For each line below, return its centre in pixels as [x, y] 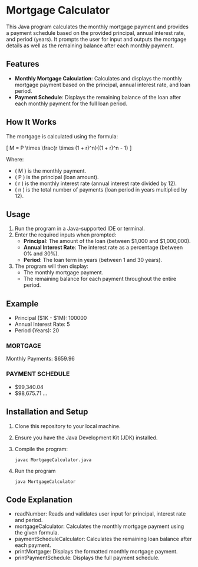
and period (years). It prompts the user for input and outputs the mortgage [96, 39]
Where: [15, 159]
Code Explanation [39, 499]
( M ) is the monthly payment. [50, 171]
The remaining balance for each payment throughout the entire [100, 279]
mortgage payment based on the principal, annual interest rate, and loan [102, 85]
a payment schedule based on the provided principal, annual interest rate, [96, 33]
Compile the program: [41, 449]
